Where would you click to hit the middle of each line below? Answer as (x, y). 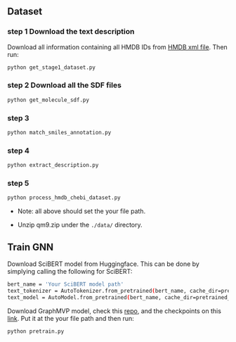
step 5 (18, 183)
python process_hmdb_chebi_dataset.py (64, 198)
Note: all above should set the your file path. (81, 211)
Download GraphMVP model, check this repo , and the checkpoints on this (114, 311)
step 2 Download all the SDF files (64, 85)
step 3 (18, 118)
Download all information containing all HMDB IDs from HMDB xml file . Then (118, 47)
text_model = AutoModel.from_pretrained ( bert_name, (84, 297)
